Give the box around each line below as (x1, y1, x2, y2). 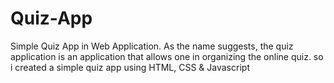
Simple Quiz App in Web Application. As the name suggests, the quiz (10, 40, 294, 52)
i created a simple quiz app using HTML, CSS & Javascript (10, 61, 250, 73)
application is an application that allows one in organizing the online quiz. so (10, 50, 324, 62)
